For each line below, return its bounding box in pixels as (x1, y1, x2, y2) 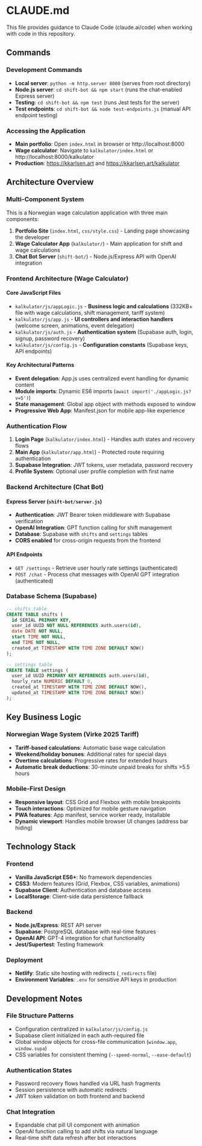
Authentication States (6, 1066, 72, 1074)
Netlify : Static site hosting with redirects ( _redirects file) (14, 970, 157, 977)
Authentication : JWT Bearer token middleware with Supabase (14, 511, 171, 518)
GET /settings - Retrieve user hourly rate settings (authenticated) (14, 564, 178, 571)
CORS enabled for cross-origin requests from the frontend (14, 537, 161, 544)
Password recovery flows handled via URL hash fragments (14, 1080, 161, 1087)
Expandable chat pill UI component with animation (14, 1121, 140, 1128)
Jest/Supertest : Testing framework (14, 941, 104, 948)
